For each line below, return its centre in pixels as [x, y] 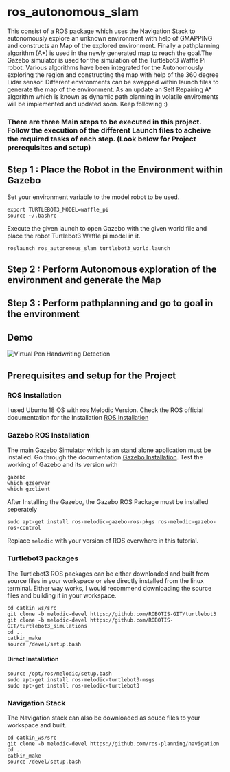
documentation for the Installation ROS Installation [78, 417]
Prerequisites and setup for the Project [92, 375]
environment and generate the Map [84, 280]
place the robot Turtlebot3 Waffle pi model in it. [74, 236]
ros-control [24, 528]
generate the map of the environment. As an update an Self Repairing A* [110, 89]
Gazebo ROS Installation [48, 435]
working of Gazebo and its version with [62, 465]
